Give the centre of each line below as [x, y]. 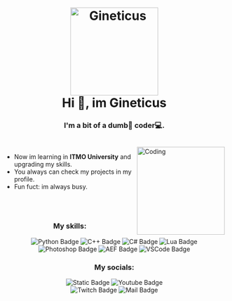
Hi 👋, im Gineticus [114, 103]
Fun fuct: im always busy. [50, 187]
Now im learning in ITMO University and [73, 157]
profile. [24, 179]
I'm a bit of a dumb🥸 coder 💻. [114, 125]
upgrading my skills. [43, 165]
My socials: [114, 267]
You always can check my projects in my [73, 172]
